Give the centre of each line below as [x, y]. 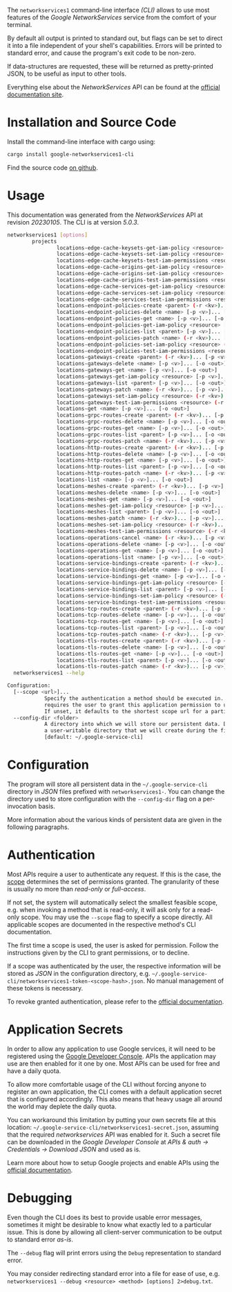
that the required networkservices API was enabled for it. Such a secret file [114, 1134]
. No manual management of [184, 981]
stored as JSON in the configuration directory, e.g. [79, 973]
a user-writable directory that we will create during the [130, 731]
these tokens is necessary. [45, 988]
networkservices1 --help [49, 673]
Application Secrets [65, 1030]
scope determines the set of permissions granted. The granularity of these [113, 881]
